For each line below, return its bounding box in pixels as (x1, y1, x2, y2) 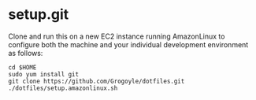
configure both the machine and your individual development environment (8, 39, 249, 49)
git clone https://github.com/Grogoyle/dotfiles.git (8, 77, 185, 85)
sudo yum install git (8, 70, 80, 78)
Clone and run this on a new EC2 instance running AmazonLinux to (8, 31, 225, 41)
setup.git (8, 6, 69, 24)
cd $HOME (8, 63, 37, 72)
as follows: (8, 48, 43, 57)
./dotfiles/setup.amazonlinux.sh (8, 84, 118, 92)
